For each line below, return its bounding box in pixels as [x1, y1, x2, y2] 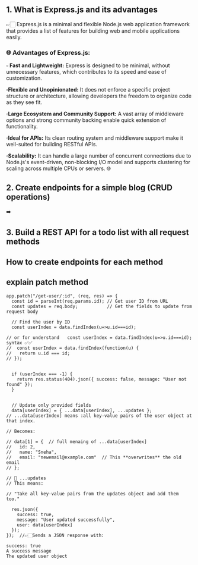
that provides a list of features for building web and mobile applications [6, 27, 180, 34]
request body [6, 309, 39, 315]
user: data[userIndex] [17, 522, 73, 528]
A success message [6, 548, 52, 554]
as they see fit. [6, 99, 43, 106]
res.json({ [11, 506, 39, 512]
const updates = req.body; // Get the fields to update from [11, 303, 193, 309]
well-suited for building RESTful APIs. [6, 141, 98, 148]
